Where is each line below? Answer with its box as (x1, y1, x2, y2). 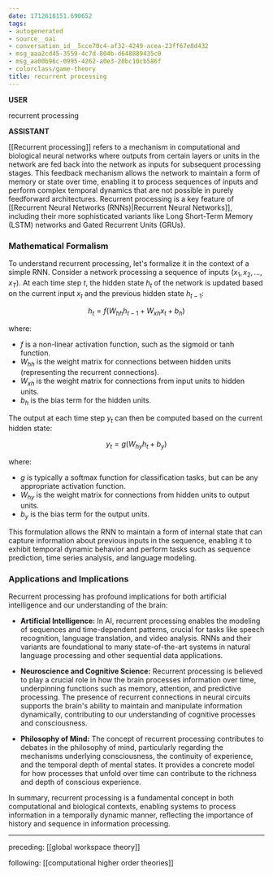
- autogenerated (8, 27, 63, 35)
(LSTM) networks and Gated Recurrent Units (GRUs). (8, 220, 186, 229)
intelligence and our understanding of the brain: (8, 599, 168, 610)
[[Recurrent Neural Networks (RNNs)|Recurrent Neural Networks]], (8, 203, 233, 212)
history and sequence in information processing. (8, 818, 171, 828)
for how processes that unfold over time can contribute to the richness (19, 768, 258, 778)
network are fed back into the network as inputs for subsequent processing (8, 159, 262, 169)
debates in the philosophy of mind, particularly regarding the (19, 742, 223, 752)
